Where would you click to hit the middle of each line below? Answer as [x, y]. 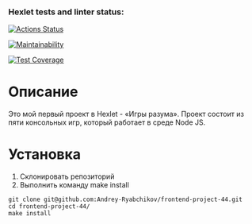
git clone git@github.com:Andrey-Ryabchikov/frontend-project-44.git [126, 200]
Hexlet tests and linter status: [66, 12]
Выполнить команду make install [74, 185]
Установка [45, 154]
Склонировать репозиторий [67, 176]
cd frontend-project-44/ [49, 207]
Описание [43, 92]
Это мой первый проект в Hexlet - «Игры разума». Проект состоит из [126, 114]
